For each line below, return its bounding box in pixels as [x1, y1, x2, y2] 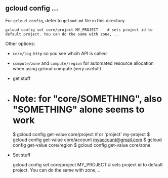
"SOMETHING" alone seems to [12, 104, 145, 115]
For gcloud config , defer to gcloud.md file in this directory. [5, 17, 126, 23]
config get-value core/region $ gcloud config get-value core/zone [12, 142, 151, 148]
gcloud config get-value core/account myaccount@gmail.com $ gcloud [12, 137, 162, 143]
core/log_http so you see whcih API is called [12, 50, 107, 56]
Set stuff [12, 152, 31, 158]
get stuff [12, 75, 31, 81]
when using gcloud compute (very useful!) [12, 65, 101, 71]
